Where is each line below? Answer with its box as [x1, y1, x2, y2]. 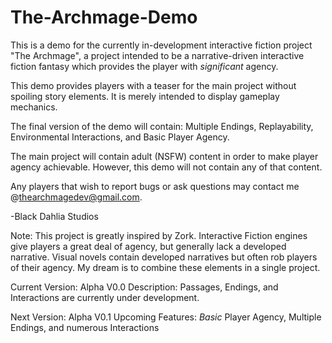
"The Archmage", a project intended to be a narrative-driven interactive [10, 49, 305, 61]
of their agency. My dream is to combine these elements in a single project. [10, 261, 321, 273]
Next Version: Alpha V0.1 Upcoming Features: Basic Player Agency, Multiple [10, 311, 322, 323]
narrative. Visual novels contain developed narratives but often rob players [10, 251, 318, 263]
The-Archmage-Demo [10, 6, 198, 29]
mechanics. [10, 101, 58, 113]
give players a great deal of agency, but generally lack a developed [10, 240, 287, 252]
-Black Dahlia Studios [10, 210, 99, 222]
